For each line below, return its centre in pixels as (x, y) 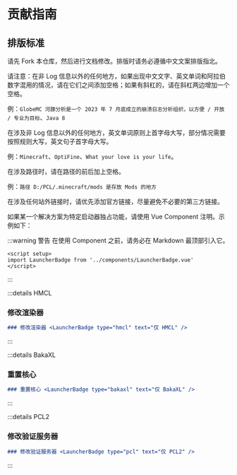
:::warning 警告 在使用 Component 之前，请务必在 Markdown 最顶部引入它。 (118, 240)
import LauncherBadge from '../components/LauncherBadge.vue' (101, 260)
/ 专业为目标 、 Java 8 (36, 118)
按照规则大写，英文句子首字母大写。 (60, 141)
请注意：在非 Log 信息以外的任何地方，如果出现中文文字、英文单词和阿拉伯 (116, 76)
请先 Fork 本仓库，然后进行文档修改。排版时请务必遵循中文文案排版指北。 (115, 61)
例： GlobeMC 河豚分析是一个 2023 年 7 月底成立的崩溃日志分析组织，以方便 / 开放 (116, 109)
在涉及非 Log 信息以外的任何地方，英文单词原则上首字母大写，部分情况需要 (116, 133)
